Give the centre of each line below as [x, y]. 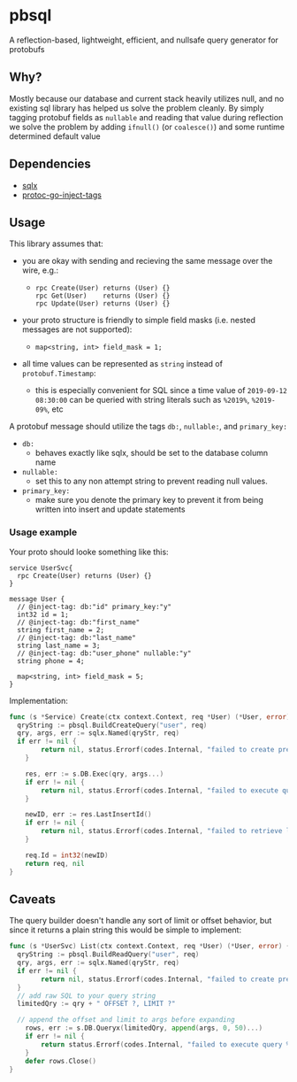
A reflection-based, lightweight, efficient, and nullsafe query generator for [144, 40]
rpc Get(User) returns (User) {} [103, 296]
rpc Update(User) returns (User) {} [103, 304]
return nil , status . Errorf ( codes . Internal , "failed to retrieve [162, 831]
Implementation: [39, 700]
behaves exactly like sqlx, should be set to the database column [152, 453]
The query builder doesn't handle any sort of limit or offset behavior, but [141, 921]
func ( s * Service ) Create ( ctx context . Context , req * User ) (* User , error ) [150, 717]
